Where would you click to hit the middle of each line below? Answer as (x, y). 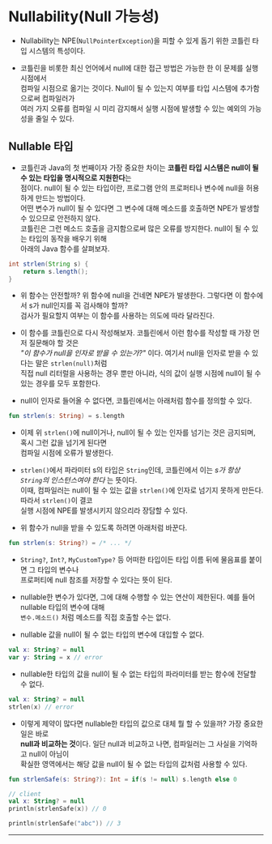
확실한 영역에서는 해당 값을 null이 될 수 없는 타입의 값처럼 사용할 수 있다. (134, 764)
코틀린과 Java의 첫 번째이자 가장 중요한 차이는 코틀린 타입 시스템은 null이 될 (139, 168)
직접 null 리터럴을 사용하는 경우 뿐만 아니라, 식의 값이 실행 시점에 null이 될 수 (140, 373)
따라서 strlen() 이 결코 (56, 501)
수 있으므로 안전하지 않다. (60, 218)
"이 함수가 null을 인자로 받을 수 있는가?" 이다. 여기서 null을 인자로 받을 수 (135, 353)
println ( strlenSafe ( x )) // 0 (57, 809)
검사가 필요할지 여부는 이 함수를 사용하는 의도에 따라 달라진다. (117, 316)
